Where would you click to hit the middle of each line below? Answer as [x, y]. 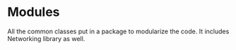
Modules [34, 12]
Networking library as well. [46, 38]
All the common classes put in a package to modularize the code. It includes [118, 31]
